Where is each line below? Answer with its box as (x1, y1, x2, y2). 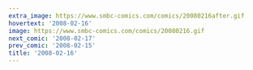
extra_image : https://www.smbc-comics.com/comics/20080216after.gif (8, 11, 245, 20)
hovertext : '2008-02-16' (8, 19, 92, 27)
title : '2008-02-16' (8, 49, 79, 57)
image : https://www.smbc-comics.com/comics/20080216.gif (8, 27, 205, 35)
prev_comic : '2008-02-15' (8, 42, 96, 50)
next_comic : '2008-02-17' (8, 34, 96, 43)
